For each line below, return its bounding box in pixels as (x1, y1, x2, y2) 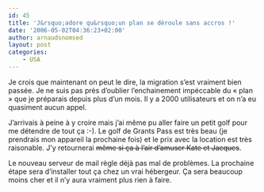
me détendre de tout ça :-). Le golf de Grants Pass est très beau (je (8, 126, 228, 135)
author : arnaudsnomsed (8, 33, 83, 42)
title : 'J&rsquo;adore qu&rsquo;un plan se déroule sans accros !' (8, 19, 236, 27)
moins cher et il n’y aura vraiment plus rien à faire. (8, 175, 172, 184)
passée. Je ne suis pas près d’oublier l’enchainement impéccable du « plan (8, 85, 254, 95)
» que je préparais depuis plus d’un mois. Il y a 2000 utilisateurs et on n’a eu (8, 94, 256, 104)
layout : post (8, 41, 52, 49)
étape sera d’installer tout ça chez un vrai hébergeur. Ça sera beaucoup (8, 167, 243, 176)
